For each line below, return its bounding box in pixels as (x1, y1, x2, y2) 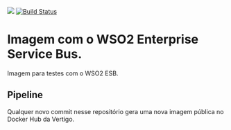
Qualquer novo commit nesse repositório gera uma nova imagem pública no (7, 107, 224, 115)
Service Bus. (7, 46, 83, 62)
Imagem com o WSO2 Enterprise (7, 32, 199, 48)
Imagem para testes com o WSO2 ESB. (7, 69, 119, 77)
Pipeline (7, 89, 44, 101)
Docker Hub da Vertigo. (7, 115, 75, 123)
